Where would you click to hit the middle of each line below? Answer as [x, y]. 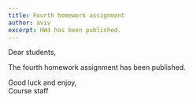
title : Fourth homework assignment [67, 15]
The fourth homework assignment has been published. [97, 67]
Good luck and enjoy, [43, 82]
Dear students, [32, 53]
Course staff [28, 91]
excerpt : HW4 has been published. [65, 30]
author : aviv [30, 23]
